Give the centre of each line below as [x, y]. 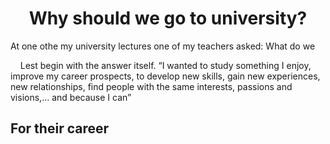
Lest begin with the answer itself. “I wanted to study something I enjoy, [165, 65]
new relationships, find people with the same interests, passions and [151, 86]
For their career [60, 128]
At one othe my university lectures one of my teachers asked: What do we [163, 46]
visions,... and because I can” [71, 97]
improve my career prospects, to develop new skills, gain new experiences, [165, 76]
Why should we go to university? [168, 18]
